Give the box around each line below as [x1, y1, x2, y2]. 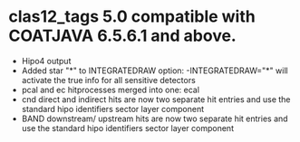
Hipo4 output [21, 55, 72, 66]
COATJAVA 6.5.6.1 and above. [8, 25, 237, 46]
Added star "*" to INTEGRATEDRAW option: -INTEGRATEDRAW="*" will [21, 65, 288, 76]
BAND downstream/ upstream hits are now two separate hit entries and [21, 113, 288, 124]
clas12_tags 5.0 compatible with [8, 6, 256, 27]
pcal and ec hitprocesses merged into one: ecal [21, 84, 200, 95]
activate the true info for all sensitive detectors [21, 74, 196, 85]
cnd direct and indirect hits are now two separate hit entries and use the [21, 93, 291, 105]
